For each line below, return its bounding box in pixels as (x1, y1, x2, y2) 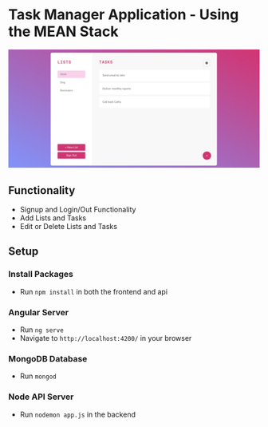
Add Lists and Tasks (19, 213, 86, 223)
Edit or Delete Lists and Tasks (19, 221, 118, 231)
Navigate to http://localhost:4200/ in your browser (19, 333, 192, 342)
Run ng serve (19, 325, 64, 334)
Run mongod (19, 371, 57, 381)
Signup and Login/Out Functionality (19, 204, 136, 214)
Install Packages (8, 269, 73, 280)
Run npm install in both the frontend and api (19, 287, 168, 296)
